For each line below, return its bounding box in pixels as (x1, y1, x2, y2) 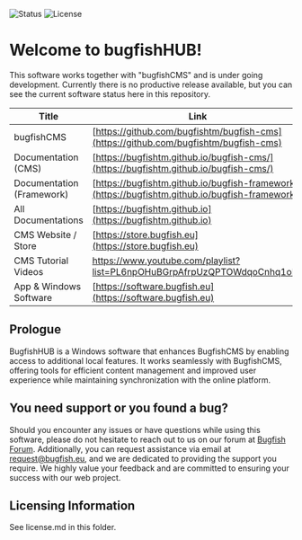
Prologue (9, 322, 61, 337)
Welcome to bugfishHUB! (9, 40, 202, 60)
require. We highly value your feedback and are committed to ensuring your (9, 463, 290, 474)
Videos (13, 265, 44, 278)
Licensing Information (9, 498, 136, 513)
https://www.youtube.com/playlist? (92, 254, 241, 267)
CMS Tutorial (13, 254, 69, 267)
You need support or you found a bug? (9, 401, 229, 416)
